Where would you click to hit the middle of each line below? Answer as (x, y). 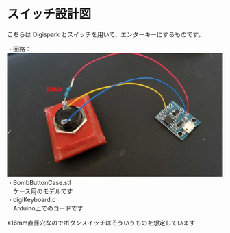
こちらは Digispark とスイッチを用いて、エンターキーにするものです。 (106, 34)
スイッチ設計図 (49, 14)
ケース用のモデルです (43, 191)
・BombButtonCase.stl (39, 183)
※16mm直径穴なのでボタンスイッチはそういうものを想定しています (101, 223)
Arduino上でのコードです (48, 208)
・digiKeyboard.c (31, 200)
